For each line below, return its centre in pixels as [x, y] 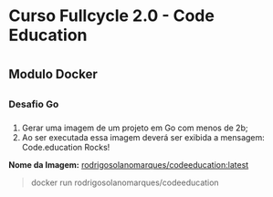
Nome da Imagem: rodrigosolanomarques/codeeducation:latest [129, 164]
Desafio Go [34, 104]
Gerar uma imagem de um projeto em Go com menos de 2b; [135, 128]
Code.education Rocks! [66, 147]
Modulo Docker [53, 74]
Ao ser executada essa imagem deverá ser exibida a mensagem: [143, 137]
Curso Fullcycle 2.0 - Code [112, 16]
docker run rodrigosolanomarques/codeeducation [125, 182]
